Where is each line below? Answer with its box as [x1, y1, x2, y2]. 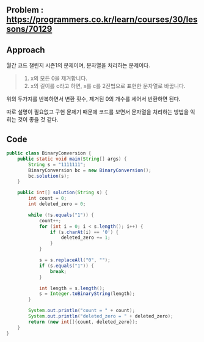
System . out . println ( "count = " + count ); [28, 308, 136, 314]
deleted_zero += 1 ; [60, 235, 111, 241]
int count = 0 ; [28, 195, 67, 202]
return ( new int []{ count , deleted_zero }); [28, 319, 138, 325]
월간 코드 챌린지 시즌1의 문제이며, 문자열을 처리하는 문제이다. [6, 62, 151, 69]
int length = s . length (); [38, 285, 105, 291]
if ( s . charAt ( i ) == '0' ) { [49, 229, 119, 235]
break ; [49, 268, 67, 274]
